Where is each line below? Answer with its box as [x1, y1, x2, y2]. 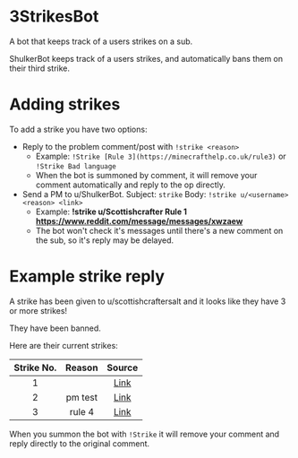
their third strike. [9, 63, 70, 73]
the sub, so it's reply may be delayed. [35, 235, 175, 246]
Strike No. [13, 361, 57, 374]
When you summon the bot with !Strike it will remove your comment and [9, 428, 280, 439]
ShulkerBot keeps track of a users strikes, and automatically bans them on [9, 53, 284, 64]
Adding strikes [9, 94, 121, 115]
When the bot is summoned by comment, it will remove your [35, 169, 258, 180]
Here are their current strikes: [9, 340, 118, 350]
